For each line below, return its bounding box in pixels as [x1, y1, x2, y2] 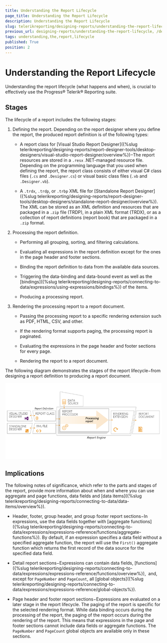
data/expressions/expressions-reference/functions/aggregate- [12, 529, 142, 535]
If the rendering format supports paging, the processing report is [19, 328, 153, 334]
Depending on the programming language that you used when [19, 162, 148, 168]
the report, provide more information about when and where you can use [5, 488, 155, 494]
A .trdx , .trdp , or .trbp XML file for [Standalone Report [19, 188, 134, 194]
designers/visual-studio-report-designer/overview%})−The [19, 152, 141, 158]
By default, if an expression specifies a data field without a [42, 534, 162, 541]
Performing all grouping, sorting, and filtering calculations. [19, 239, 139, 245]
